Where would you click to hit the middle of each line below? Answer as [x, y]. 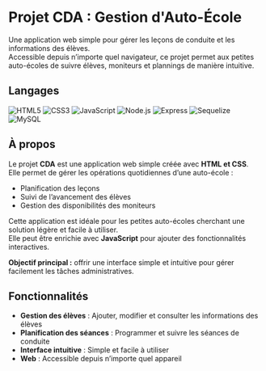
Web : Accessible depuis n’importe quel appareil [101, 359]
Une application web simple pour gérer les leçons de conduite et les [122, 40]
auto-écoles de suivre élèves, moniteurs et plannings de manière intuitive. [131, 65]
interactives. [29, 247]
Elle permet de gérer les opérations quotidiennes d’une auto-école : [121, 172]
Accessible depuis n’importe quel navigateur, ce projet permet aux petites [131, 57]
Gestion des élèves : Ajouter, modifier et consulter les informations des [139, 316]
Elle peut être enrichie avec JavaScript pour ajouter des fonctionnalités [127, 238]
